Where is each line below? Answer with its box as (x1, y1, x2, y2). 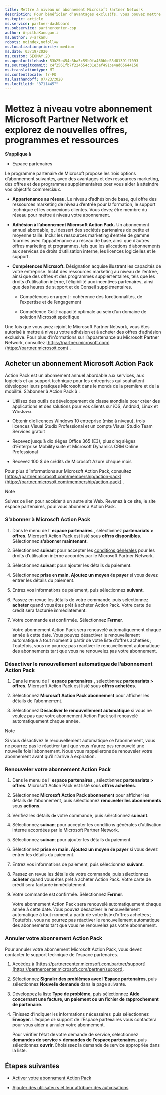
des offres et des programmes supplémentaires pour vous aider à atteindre (5, 181, 159, 187)
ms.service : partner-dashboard (5, 21, 70, 26)
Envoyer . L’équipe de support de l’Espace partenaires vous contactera (12, 1016, 157, 1022)
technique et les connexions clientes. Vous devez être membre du (12, 206, 147, 212)
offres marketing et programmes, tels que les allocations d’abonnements (12, 243, 161, 249)
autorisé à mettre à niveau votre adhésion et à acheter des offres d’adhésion (5, 329, 161, 335)
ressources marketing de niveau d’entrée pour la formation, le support (12, 201, 156, 207)
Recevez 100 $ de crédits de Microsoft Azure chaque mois (12, 459, 132, 465)
